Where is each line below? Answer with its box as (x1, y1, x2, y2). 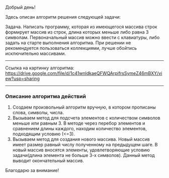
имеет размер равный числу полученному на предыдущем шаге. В (12, 142, 158, 148)
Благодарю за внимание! (5, 167, 59, 173)
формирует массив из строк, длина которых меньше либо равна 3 (5, 29, 149, 35)
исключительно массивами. (5, 50, 66, 56)
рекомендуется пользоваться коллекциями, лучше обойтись (5, 45, 137, 51)
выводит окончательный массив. (12, 158, 84, 164)
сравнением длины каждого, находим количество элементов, (12, 126, 147, 132)
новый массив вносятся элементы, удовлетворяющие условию (12, 147, 150, 153)
